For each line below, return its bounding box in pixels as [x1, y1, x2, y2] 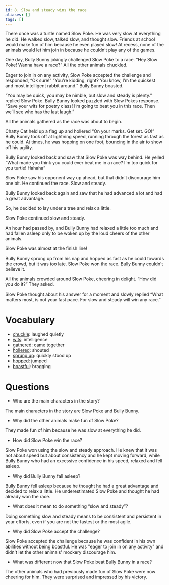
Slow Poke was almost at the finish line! [5, 245, 87, 251]
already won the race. [5, 494, 50, 500]
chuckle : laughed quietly [12, 331, 64, 337]
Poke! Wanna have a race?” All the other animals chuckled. [5, 62, 128, 68]
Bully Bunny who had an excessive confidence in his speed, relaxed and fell [5, 458, 163, 464]
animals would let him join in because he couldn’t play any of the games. [5, 47, 156, 53]
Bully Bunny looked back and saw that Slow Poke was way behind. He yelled [5, 154, 164, 160]
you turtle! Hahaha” [5, 165, 46, 171]
